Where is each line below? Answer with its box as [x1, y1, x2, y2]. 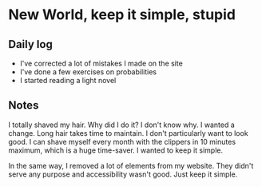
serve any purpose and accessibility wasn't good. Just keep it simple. [8, 169, 238, 179]
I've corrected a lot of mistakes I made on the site [19, 58, 184, 68]
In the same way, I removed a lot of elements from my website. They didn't [8, 161, 254, 170]
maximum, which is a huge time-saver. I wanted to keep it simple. [8, 145, 224, 155]
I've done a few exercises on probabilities [19, 67, 157, 77]
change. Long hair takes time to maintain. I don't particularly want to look [8, 128, 249, 137]
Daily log [8, 38, 54, 51]
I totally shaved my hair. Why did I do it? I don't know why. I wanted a [8, 120, 236, 129]
